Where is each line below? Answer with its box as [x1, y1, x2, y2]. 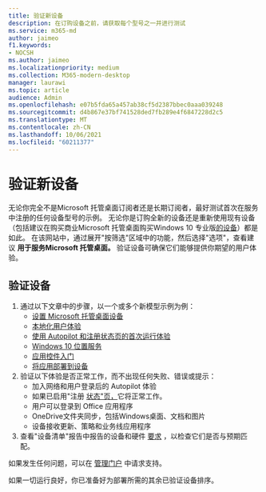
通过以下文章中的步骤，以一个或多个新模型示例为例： [19, 302, 196, 311]
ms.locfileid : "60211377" [8, 138, 94, 146]
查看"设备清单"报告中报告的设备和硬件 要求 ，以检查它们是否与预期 [19, 431, 241, 441]
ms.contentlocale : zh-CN [8, 123, 91, 131]
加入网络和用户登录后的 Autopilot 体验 [31, 382, 157, 391]
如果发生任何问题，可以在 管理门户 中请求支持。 [8, 458, 166, 468]
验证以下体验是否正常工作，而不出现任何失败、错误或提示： [19, 371, 216, 381]
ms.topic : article [8, 86, 69, 94]
